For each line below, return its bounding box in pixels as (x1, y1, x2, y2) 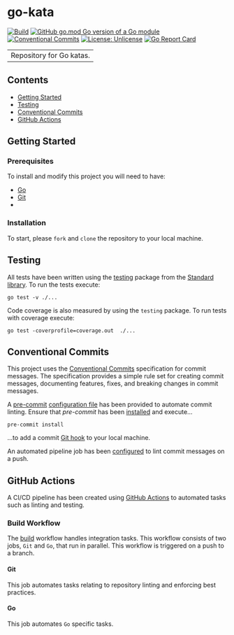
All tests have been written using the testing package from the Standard (7, 273, 214, 281)
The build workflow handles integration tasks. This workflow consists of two (7, 534, 227, 543)
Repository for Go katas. (10, 50, 91, 60)
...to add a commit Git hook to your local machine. (7, 434, 151, 442)
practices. (7, 588, 36, 597)
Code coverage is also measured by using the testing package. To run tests (7, 306, 227, 315)
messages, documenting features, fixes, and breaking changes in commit (7, 379, 219, 388)
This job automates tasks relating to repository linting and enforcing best (7, 580, 217, 589)
